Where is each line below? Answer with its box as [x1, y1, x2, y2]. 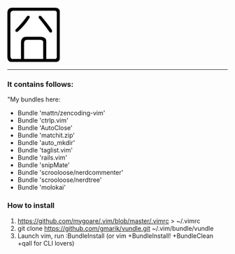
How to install [7, 201, 55, 211]
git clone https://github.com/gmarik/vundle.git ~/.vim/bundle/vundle [17, 224, 214, 232]
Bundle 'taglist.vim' [17, 146, 73, 155]
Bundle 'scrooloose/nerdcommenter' [17, 169, 124, 177]
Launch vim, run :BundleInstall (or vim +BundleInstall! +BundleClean [17, 232, 214, 240]
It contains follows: [7, 79, 74, 89]
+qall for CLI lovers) [17, 239, 75, 247]
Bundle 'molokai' [17, 183, 66, 192]
